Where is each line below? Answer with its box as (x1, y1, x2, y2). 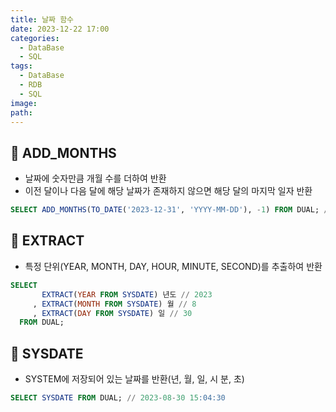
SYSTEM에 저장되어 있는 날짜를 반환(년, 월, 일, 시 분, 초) (24, 373, 245, 385)
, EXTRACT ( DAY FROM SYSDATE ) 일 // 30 (32, 308, 193, 318)
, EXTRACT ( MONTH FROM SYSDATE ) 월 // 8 (32, 299, 197, 309)
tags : (10, 61, 33, 71)
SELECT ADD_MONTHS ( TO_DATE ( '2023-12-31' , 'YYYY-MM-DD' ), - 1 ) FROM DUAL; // (10, 205, 333, 215)
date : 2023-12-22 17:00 (10, 24, 110, 34)
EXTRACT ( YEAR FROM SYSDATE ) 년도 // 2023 (41, 289, 213, 300)
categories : (10, 33, 60, 43)
